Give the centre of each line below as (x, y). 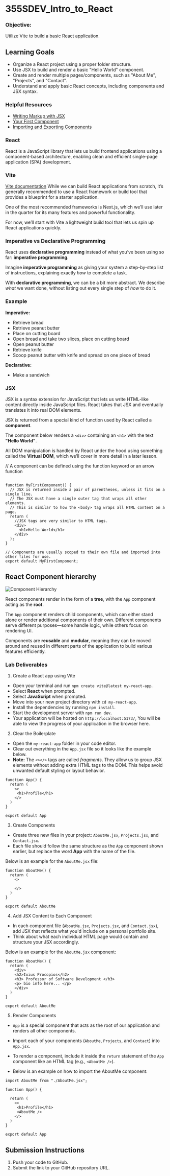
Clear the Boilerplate (34, 734)
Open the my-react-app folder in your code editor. (64, 743)
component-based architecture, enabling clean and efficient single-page (81, 156)
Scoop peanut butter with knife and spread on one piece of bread (81, 355)
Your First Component (36, 121)
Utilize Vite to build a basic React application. (53, 36)
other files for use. (28, 557)
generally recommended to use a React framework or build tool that (76, 192)
